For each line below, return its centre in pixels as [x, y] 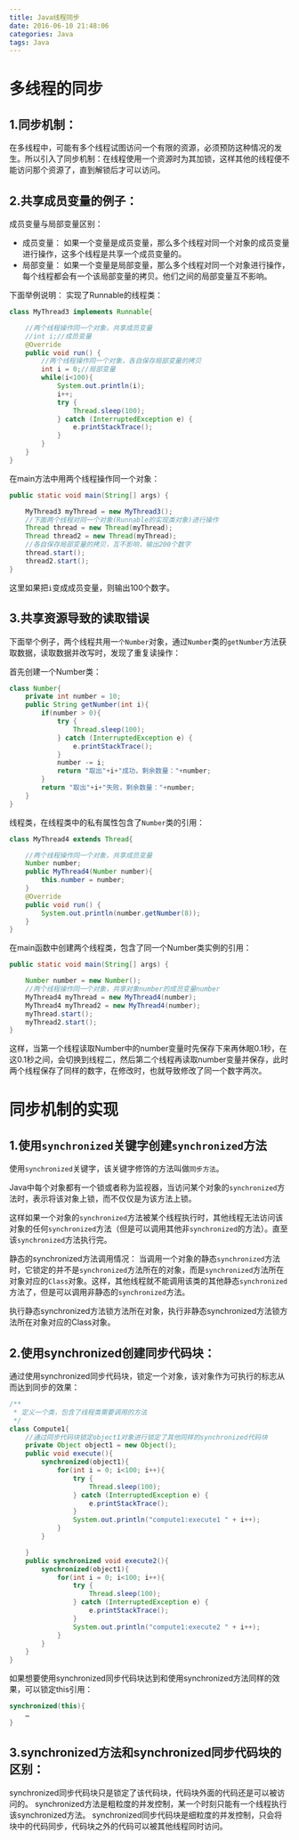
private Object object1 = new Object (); [101, 1446]
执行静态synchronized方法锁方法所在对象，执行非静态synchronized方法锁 [145, 1311]
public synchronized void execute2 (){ [97, 1560]
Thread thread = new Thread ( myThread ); [99, 528]
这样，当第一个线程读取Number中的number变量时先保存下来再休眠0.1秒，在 [148, 1049]
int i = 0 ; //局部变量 [78, 369]
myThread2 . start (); [61, 1022]
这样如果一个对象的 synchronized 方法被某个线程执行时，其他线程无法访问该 [146, 1218]
